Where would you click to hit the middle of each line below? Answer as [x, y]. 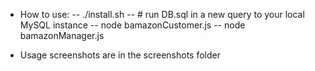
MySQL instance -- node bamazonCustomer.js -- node [132, 25]
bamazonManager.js [62, 35]
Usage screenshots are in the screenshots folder [120, 55]
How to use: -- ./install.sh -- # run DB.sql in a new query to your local [162, 14]
